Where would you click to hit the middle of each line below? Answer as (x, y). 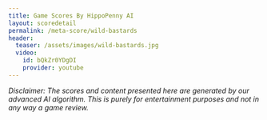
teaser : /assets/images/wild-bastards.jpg (87, 46)
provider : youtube (53, 68)
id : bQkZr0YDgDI (50, 61)
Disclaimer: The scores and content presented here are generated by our (129, 90)
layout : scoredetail (43, 23)
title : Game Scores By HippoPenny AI (71, 16)
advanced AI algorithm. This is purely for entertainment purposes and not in (134, 99)
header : (21, 38)
